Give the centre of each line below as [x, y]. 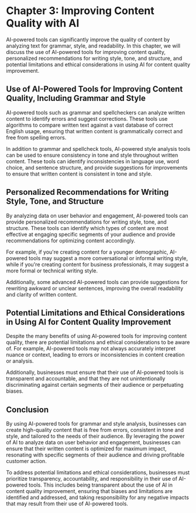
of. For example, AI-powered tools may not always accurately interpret [91, 349]
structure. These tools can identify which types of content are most [87, 228]
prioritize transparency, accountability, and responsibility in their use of [92, 479]
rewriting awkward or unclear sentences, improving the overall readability [95, 288]
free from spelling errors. [36, 137]
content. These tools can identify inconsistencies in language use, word [93, 161]
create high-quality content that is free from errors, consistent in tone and [95, 430]
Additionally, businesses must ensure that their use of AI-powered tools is [95, 372]
